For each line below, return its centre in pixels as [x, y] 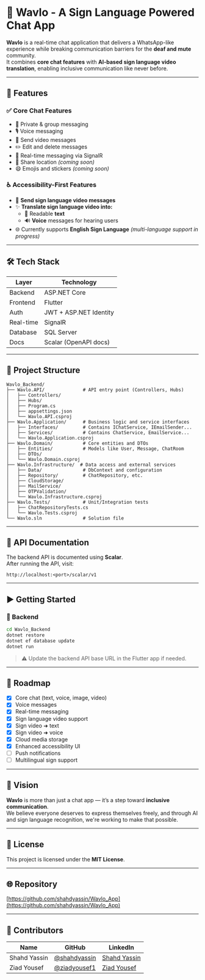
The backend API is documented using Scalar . [65, 557]
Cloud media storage [41, 739]
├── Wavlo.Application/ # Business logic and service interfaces [98, 422]
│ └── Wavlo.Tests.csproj [42, 513]
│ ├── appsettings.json [39, 411]
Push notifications [38, 753]
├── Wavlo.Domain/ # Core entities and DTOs [77, 443]
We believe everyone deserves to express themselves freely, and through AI [102, 813]
